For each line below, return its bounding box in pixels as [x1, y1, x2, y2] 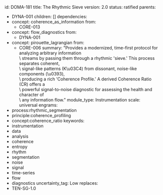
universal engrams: [19, 102, 58, 108]
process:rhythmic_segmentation [11, 107, 77, 113]
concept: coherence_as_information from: [11, 19, 96, 24]
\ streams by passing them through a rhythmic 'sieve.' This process [19, 55, 155, 61]
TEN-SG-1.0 [11, 186, 36, 191]
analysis [11, 133, 29, 139]
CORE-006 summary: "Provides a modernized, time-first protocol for [19, 45, 158, 50]
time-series [11, 170, 35, 175]
